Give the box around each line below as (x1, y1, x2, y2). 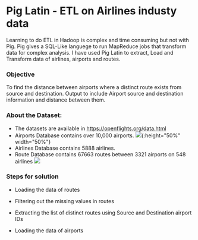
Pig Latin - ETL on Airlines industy (6, 4, 177, 18)
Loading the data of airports (14, 227, 84, 234)
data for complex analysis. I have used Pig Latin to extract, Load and (6, 49, 174, 56)
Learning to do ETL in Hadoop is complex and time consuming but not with (6, 36, 189, 43)
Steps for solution (6, 172, 59, 181)
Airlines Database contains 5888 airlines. (14, 144, 116, 151)
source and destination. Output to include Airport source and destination (6, 90, 184, 97)
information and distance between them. (6, 96, 106, 103)
